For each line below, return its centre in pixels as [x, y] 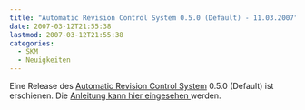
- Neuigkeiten [44, 60]
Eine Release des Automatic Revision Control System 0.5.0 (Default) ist [142, 86]
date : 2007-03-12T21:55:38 [60, 26]
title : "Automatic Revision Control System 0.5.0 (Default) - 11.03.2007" [154, 18]
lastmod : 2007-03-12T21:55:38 [67, 35]
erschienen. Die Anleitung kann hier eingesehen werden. [115, 95]
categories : [32, 43]
